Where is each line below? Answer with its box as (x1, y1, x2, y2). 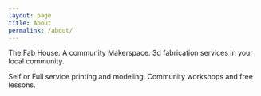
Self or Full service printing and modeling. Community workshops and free (8, 72, 254, 82)
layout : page (8, 11, 52, 20)
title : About (8, 19, 52, 27)
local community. (8, 56, 65, 66)
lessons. (8, 80, 36, 90)
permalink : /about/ (8, 26, 73, 34)
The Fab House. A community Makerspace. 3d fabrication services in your (8, 48, 253, 58)
